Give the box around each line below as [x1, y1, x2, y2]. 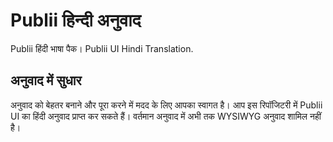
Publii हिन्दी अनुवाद [10, 9, 142, 32]
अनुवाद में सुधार [10, 72, 82, 89]
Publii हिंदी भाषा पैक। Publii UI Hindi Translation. [10, 42, 194, 54]
